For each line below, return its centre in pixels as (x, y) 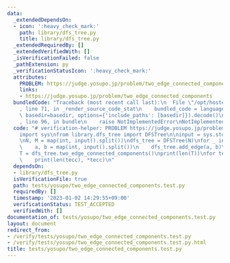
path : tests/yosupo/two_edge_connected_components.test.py (99, 186)
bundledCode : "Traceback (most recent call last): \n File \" (104, 103)
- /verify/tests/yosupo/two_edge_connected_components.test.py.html (107, 243)
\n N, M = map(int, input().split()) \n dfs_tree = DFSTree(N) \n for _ (117, 141)
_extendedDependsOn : (42, 20)
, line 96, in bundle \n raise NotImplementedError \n (101, 122)
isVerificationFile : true (50, 179)
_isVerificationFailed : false (56, 58)
